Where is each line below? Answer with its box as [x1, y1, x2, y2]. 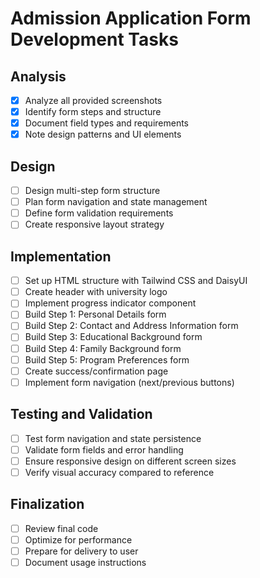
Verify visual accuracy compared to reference [24, 466, 215, 478]
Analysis [10, 68, 67, 85]
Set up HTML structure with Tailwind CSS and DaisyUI [24, 275, 248, 287]
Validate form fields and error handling [24, 443, 184, 456]
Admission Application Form [10, 7, 252, 30]
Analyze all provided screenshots [24, 95, 163, 106]
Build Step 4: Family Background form [24, 342, 182, 354]
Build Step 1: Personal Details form [24, 308, 167, 321]
